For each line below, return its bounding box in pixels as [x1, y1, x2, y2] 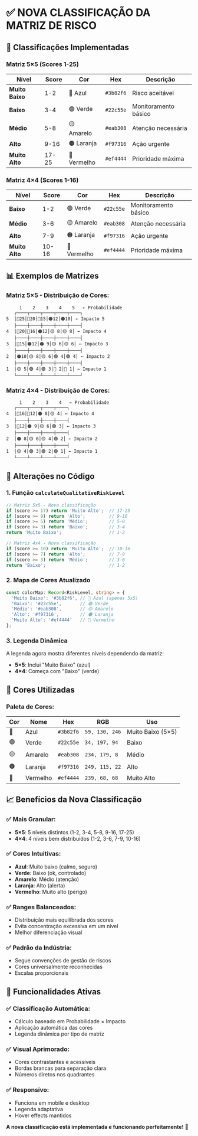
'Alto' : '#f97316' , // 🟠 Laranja [11, 612, 114, 618]
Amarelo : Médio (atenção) [14, 876, 80, 883]
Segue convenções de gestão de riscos [14, 957, 111, 964]
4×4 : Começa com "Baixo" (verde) [14, 668, 100, 675]
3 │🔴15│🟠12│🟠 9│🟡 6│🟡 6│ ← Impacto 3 [6, 341, 108, 347]
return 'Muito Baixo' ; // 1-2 [6, 530, 126, 536]
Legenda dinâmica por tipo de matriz [14, 1030, 104, 1037]
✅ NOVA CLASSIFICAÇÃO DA [6, 6, 151, 19]
